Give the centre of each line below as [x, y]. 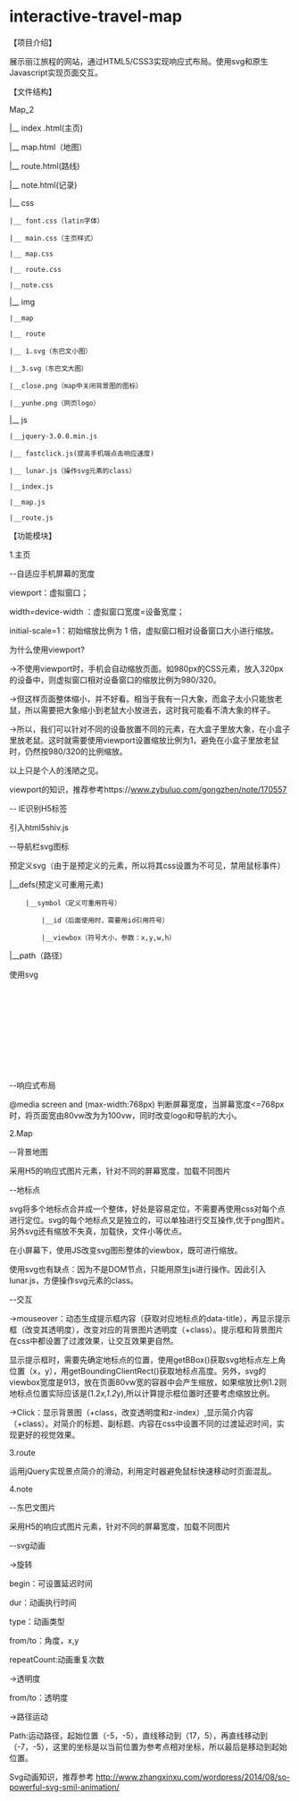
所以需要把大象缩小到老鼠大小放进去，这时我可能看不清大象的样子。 [149, 709]
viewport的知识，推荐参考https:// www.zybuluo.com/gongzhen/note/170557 [148, 789]
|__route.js [31, 518]
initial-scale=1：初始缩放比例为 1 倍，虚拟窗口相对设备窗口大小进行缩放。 [144, 630]
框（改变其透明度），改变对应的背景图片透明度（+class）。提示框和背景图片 [146, 1330]
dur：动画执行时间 [43, 1602]
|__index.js [31, 486]
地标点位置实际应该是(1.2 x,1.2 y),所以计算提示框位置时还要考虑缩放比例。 [142, 1393]
